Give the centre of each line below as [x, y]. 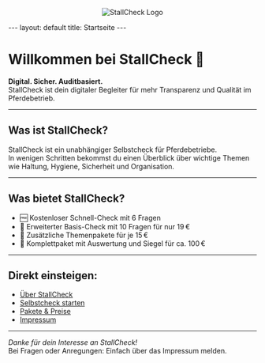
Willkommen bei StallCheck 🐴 [106, 60]
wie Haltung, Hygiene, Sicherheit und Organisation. [91, 166]
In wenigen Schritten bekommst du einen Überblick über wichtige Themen [129, 157]
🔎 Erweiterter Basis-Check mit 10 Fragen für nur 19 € [105, 226]
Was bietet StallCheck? [67, 199]
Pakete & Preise [45, 312]
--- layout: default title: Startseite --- [67, 27]
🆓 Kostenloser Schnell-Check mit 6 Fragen [90, 217]
